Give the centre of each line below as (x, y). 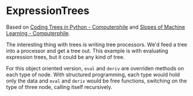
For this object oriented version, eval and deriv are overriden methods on (95, 68)
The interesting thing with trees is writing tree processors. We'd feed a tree (97, 44)
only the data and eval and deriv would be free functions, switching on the (97, 81)
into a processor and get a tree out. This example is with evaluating (87, 50)
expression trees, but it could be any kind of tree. (65, 57)
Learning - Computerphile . (38, 33)
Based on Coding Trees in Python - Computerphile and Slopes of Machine (96, 27)
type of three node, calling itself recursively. (59, 87)
